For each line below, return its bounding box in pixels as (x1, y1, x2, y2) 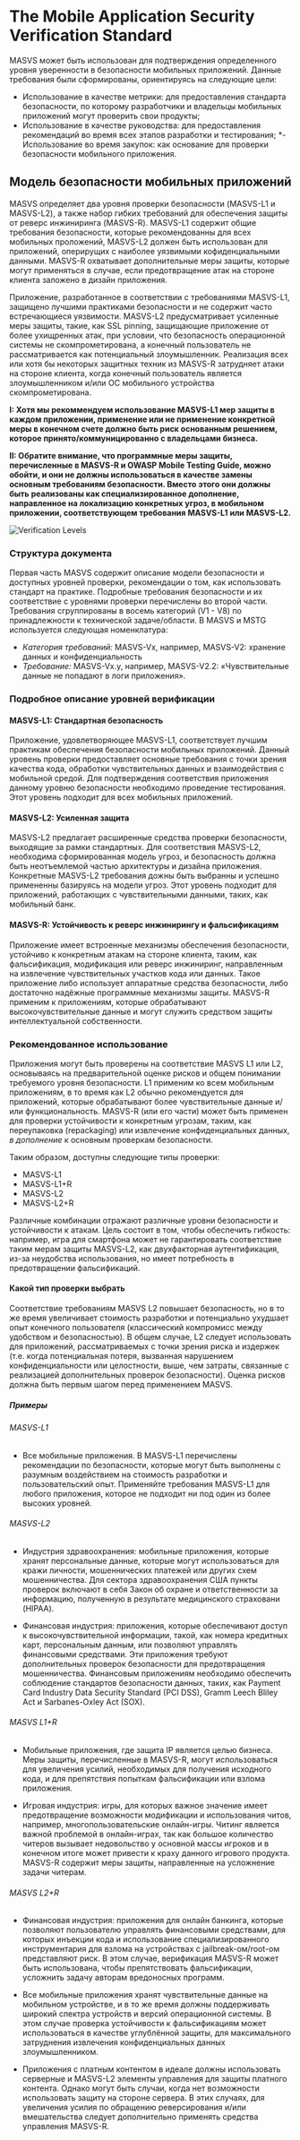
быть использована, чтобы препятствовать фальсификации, (21, 1963, 253, 1973)
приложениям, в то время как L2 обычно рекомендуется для (9, 1087, 244, 1097)
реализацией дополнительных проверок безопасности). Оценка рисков (9, 1370, 286, 1380)
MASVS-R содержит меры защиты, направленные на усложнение (21, 1857, 275, 1869)
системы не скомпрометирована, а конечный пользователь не (9, 339, 252, 350)
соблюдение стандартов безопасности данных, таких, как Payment (21, 1677, 281, 1688)
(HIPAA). (21, 1603, 55, 1613)
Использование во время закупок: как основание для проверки (21, 139, 269, 150)
